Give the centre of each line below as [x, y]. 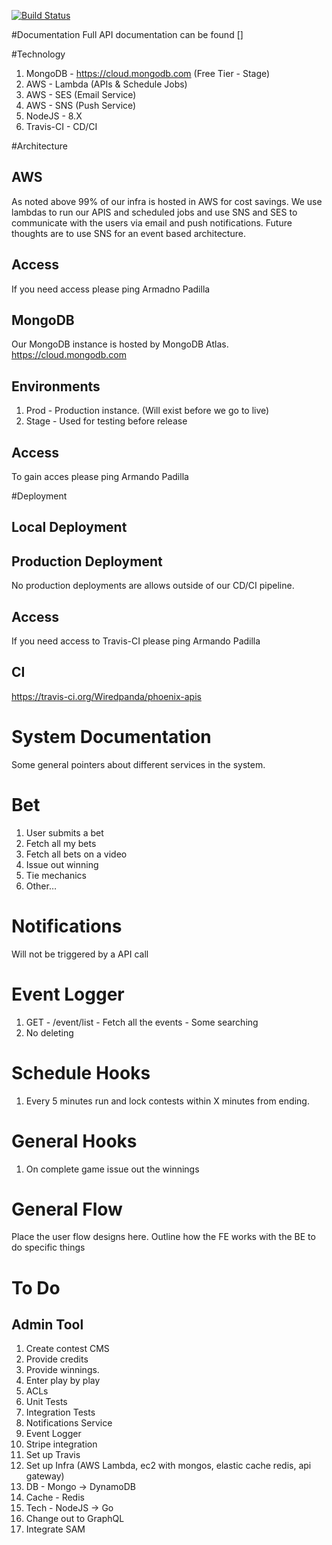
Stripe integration [61, 1444]
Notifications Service [69, 1423]
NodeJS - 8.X [54, 116]
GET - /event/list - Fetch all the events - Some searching [142, 1022]
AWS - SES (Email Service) [81, 94]
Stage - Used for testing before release [106, 421]
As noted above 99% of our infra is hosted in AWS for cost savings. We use [167, 201]
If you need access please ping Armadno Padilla [111, 289]
